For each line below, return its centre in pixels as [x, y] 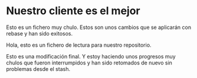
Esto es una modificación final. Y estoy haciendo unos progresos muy [91, 56]
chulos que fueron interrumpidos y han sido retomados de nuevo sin [89, 63]
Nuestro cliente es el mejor [73, 11]
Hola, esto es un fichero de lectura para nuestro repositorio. [79, 45]
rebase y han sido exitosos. [40, 33]
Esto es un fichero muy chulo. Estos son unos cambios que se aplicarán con [99, 27]
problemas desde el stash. [38, 69]
